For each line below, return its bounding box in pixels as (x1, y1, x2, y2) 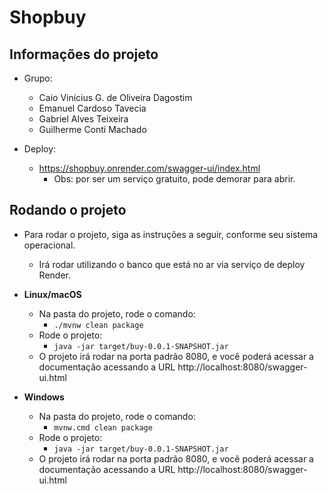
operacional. (23, 239, 76, 251)
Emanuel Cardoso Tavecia (38, 102, 147, 114)
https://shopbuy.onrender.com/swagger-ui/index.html (38, 162, 261, 174)
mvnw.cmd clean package (53, 422, 153, 433)
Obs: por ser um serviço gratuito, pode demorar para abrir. (53, 173, 296, 185)
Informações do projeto (9, 46, 159, 63)
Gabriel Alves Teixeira (38, 113, 129, 125)
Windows (23, 391, 65, 403)
